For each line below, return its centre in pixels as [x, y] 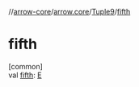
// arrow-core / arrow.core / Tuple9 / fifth [69, 12]
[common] [25, 66]
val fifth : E [25, 75]
